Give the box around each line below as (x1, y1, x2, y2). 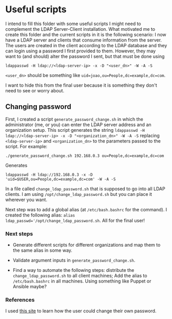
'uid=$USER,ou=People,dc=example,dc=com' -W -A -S (5, 176, 116, 182)
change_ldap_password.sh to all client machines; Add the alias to (12, 273, 147, 279)
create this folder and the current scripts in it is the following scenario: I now (5, 31, 167, 37)
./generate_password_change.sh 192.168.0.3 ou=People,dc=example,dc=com (5, 153, 164, 158)
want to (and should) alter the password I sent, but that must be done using (5, 53, 165, 59)
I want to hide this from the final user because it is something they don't (5, 82, 158, 88)
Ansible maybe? (12, 284, 47, 290)
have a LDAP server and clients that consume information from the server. (5, 37, 162, 43)
